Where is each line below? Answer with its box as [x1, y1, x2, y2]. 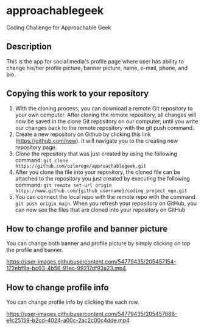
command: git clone [15, 156, 68, 163]
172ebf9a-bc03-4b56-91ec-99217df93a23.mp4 [6, 265, 127, 272]
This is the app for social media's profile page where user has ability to [6, 57, 185, 65]
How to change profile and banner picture [6, 223, 168, 234]
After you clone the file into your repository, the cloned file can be [15, 168, 181, 176]
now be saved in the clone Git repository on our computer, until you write [15, 117, 199, 125]
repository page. [15, 143, 57, 151]
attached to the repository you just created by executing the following [15, 174, 190, 182]
